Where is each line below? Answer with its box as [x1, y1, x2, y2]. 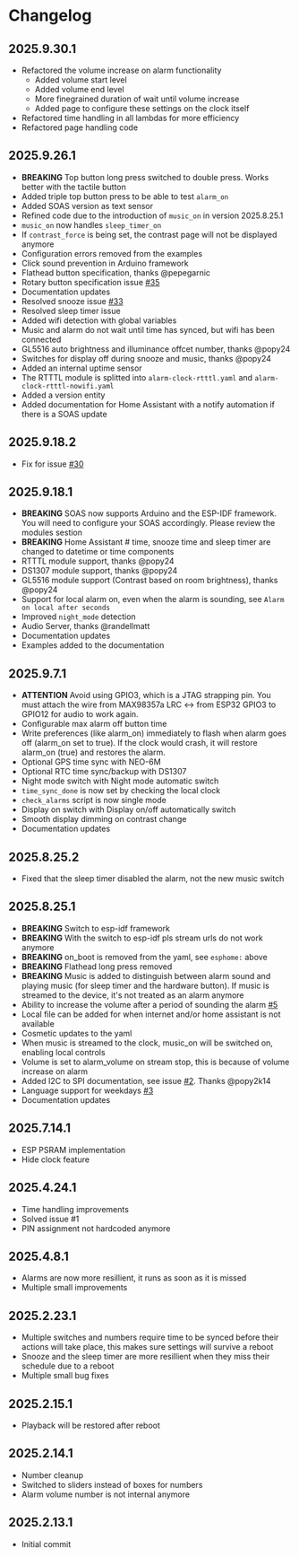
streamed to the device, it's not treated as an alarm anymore [21, 989, 244, 1001]
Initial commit [21, 1538, 72, 1549]
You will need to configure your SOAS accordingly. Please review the [21, 518, 276, 529]
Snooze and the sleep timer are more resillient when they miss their [21, 1351, 270, 1362]
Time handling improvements [21, 1203, 129, 1214]
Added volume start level [34, 74, 127, 85]
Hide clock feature [21, 1154, 90, 1165]
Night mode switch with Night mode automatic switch [21, 775, 219, 786]
